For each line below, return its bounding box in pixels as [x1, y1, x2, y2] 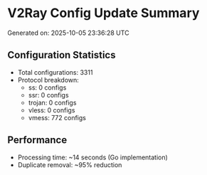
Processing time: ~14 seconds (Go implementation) [17, 153, 169, 161]
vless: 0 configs [28, 105, 75, 115]
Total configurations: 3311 [17, 68, 93, 76]
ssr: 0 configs [28, 90, 69, 99]
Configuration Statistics [7, 49, 116, 61]
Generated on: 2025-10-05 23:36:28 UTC [7, 28, 129, 37]
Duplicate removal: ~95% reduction [17, 160, 122, 169]
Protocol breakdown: [17, 75, 80, 84]
